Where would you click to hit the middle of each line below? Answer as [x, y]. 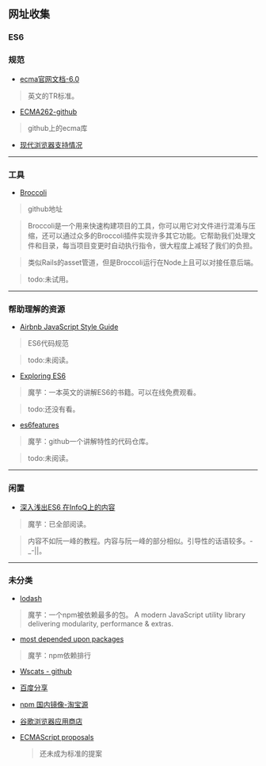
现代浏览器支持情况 [51, 144]
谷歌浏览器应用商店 [51, 721]
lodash [30, 598]
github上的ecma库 [57, 128]
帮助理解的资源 [37, 309]
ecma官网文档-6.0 [49, 79]
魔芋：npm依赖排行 [59, 655]
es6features [39, 425]
